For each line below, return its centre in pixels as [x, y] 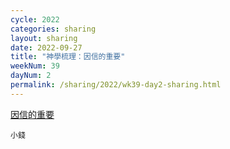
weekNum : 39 [35, 66]
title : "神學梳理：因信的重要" [68, 57]
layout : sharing [44, 38]
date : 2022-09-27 [46, 47]
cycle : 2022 [35, 19]
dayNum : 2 [31, 76]
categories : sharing [53, 29]
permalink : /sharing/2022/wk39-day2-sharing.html [116, 85]
